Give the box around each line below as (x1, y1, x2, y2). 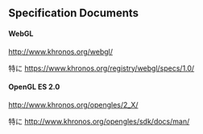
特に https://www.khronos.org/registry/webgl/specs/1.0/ (8, 63, 195, 73)
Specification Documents (8, 6, 139, 20)
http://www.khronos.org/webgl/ (8, 47, 114, 56)
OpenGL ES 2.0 (8, 82, 60, 91)
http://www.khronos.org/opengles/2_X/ (8, 99, 139, 109)
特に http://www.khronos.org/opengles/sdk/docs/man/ (8, 116, 190, 126)
